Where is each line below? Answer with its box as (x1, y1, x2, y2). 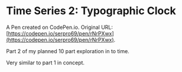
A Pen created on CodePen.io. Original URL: (6, 24, 113, 31)
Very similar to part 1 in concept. (6, 59, 84, 66)
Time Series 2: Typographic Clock (6, 4, 176, 18)
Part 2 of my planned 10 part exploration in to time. (6, 47, 130, 54)
